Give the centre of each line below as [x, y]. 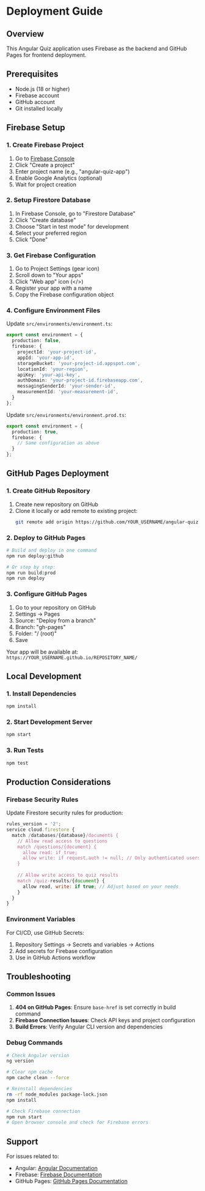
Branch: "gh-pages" [40, 627]
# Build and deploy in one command [52, 550]
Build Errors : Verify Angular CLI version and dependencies [89, 1027]
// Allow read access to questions [63, 841]
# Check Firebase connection [43, 1111]
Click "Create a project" [45, 165]
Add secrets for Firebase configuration [64, 951]
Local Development [44, 676]
